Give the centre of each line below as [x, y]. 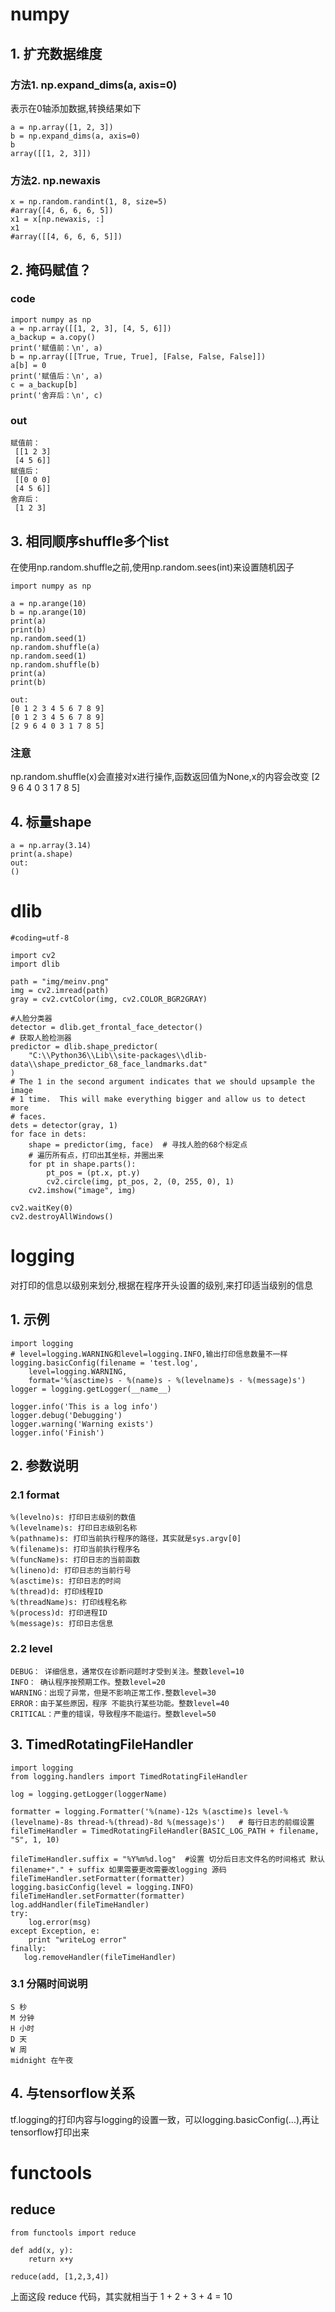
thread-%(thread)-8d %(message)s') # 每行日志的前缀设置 [196, 1822]
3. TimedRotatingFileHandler [102, 1744]
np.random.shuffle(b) [55, 664]
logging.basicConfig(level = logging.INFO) [102, 1887]
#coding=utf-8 [40, 938]
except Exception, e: [55, 1931]
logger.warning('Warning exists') [82, 1424]
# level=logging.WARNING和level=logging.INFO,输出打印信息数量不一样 [149, 1354]
